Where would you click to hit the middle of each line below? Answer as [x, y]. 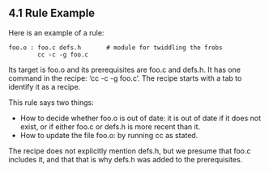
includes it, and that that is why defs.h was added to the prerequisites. [126, 159]
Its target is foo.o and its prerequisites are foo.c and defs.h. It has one [125, 69]
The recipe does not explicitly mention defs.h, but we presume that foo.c [130, 151]
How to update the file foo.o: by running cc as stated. [109, 135]
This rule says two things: [51, 102]
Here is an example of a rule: [56, 32]
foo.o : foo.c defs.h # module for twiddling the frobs [115, 48]
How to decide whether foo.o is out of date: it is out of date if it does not [141, 118]
